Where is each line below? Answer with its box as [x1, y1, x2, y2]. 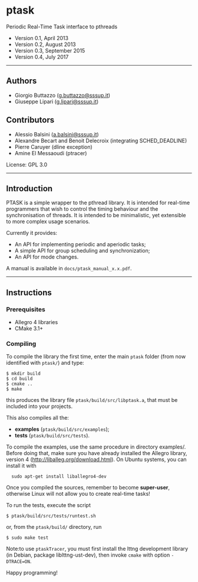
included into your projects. [6, 403, 72, 410]
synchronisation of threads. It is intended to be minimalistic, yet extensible [6, 212, 187, 219]
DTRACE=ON [6, 559, 31, 565]
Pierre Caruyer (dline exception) [14, 143, 93, 151]
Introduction [6, 184, 53, 194]
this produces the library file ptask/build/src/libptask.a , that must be [6, 397, 178, 404]
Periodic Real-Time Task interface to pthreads [6, 23, 118, 30]
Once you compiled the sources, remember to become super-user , [6, 484, 170, 491]
